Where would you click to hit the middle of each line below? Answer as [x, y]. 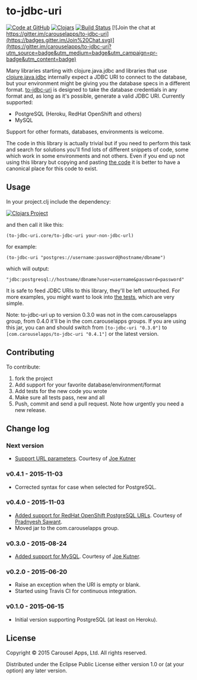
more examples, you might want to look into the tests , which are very [90, 297]
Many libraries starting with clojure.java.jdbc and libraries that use [87, 70]
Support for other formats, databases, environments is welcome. [85, 132]
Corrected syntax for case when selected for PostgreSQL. [85, 487]
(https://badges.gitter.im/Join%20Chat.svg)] [60, 40]
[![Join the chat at [134, 27]
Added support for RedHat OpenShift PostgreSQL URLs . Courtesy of [98, 515]
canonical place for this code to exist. [52, 169]
